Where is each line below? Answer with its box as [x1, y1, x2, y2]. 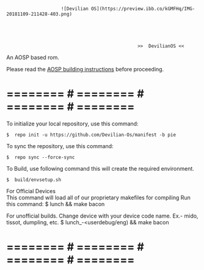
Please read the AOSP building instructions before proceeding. [6, 66, 164, 73]
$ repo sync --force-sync [6, 154, 75, 160]
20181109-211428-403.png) [6, 11, 72, 17]
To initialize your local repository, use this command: [6, 119, 139, 127]
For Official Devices [6, 187, 56, 194]
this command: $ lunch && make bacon [6, 200, 105, 207]
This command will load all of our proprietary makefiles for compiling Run [6, 194, 191, 201]
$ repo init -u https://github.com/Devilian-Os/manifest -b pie [6, 132, 176, 138]
